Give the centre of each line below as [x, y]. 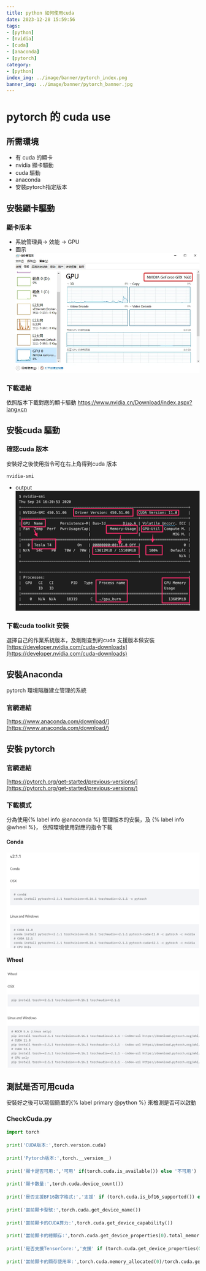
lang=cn [17, 409]
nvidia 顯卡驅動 [34, 165]
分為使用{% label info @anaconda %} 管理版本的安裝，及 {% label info [95, 820]
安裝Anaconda [35, 674]
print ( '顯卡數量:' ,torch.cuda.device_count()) [65, 1184]
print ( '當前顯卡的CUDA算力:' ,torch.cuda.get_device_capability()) [90, 1223]
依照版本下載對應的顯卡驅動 [41, 402]
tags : [13, 26]
